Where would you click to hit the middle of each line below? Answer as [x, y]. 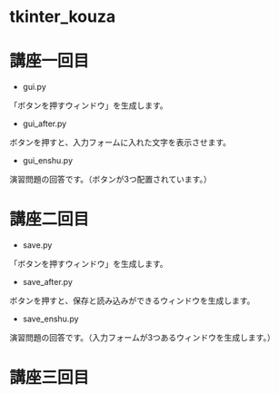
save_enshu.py [50, 319]
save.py [37, 245]
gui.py [35, 87]
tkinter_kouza [63, 17]
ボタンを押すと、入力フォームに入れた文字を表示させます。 [120, 143]
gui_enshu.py [48, 161]
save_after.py [47, 282]
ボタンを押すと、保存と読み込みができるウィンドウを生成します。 [132, 300]
